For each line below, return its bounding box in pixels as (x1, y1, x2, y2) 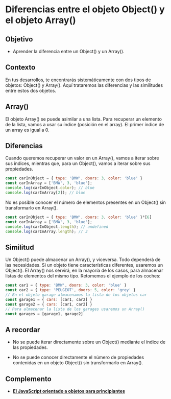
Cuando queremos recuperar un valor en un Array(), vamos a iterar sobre (5, 155, 159, 161)
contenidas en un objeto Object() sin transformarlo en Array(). (12, 360, 143, 366)
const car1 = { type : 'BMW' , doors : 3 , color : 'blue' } (5, 283, 127, 288)
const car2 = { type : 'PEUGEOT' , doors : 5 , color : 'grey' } (5, 288, 136, 293)
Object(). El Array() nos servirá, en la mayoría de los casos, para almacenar (5, 267, 163, 274)
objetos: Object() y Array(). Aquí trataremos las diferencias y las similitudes (5, 82, 163, 88)
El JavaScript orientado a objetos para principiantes (12, 388, 125, 394)
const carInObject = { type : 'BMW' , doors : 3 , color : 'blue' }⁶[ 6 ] (5, 215, 152, 220)
